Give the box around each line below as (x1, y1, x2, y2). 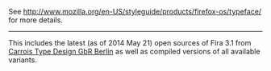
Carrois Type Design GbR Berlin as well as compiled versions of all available (8, 47, 261, 56)
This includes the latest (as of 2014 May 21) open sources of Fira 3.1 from (8, 38, 252, 47)
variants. (8, 55, 38, 65)
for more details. (8, 15, 63, 25)
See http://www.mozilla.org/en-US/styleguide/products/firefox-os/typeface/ (8, 7, 262, 16)
